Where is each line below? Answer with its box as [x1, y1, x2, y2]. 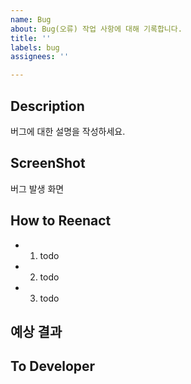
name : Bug [10, 14, 52, 25]
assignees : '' [10, 52, 70, 62]
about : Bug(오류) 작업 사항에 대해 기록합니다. [10, 24, 183, 34]
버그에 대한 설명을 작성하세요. [10, 125, 126, 137]
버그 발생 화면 [10, 182, 65, 195]
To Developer [10, 358, 96, 375]
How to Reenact [10, 212, 112, 230]
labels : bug [10, 42, 60, 53]
